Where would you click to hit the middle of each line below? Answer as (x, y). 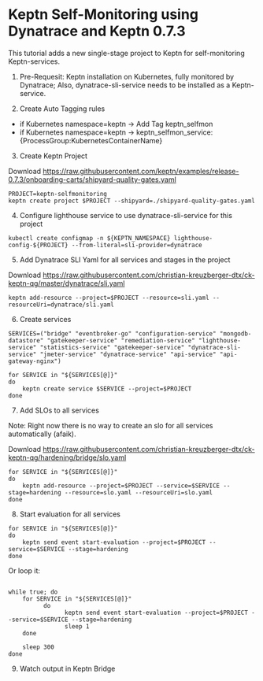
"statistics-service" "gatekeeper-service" (112, 347)
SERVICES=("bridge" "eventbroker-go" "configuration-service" (112, 333)
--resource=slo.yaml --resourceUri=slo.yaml (139, 492)
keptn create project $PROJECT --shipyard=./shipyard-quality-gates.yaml (132, 201)
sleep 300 (39, 647)
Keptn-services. (34, 61)
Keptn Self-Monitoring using (104, 15)
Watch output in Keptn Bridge (67, 668)
